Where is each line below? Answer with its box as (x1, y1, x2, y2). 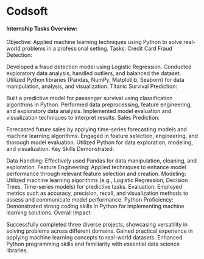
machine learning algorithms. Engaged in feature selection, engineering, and (6, 133, 199, 140)
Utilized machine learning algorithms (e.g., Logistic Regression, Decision (6, 177, 188, 184)
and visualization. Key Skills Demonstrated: (6, 145, 114, 153)
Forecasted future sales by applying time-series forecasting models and (6, 126, 188, 133)
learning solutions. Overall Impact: (6, 209, 93, 216)
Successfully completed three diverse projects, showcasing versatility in (6, 221, 188, 228)
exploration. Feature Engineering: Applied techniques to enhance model (6, 164, 186, 171)
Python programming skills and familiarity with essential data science (6, 240, 180, 248)
